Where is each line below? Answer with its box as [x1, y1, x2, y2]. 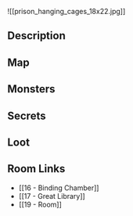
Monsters [7, 82, 56, 96]
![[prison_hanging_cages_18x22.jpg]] [7, 7, 126, 16]
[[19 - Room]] [18, 200, 62, 209]
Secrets [7, 109, 46, 122]
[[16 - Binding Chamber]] [18, 183, 99, 193]
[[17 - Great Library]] [18, 191, 85, 200]
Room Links [7, 162, 66, 175]
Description [7, 29, 66, 42]
